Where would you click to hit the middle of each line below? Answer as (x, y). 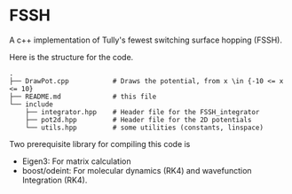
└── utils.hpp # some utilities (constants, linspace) (145, 128)
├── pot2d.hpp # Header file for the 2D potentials (138, 120)
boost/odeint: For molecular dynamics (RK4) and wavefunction (137, 170)
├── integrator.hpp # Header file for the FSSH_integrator (142, 112)
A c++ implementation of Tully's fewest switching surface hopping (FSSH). (146, 40)
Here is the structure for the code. (71, 57)
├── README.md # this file (83, 97)
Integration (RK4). (55, 180)
